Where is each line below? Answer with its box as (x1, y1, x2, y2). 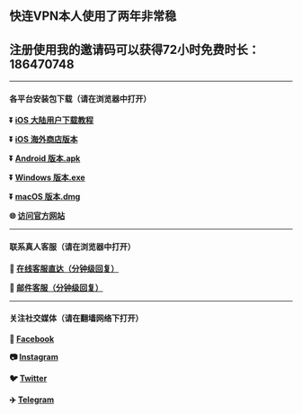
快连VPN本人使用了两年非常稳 (9, 8, 177, 24)
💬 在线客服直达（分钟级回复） (9, 263, 120, 274)
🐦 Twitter (9, 373, 48, 383)
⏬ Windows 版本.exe (9, 172, 85, 183)
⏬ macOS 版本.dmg (9, 192, 81, 202)
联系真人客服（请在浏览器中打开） (9, 241, 136, 252)
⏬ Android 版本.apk (9, 153, 81, 164)
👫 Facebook (9, 333, 55, 344)
